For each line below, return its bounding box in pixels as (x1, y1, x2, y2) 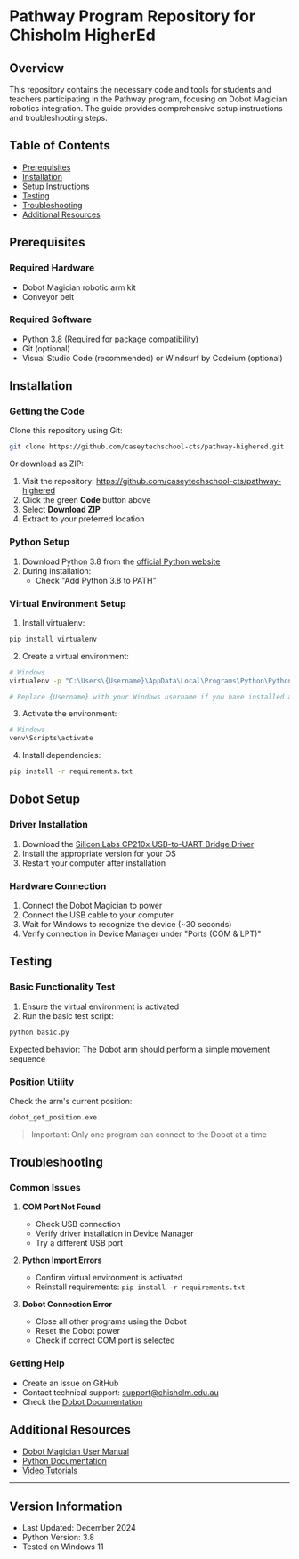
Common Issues (9, 1182, 82, 1194)
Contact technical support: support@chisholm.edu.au (21, 1386, 220, 1398)
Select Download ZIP (21, 505, 101, 515)
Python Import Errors (21, 1255, 102, 1265)
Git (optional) (21, 343, 71, 353)
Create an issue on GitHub (21, 1377, 119, 1388)
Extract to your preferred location (21, 513, 145, 524)
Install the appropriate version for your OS (21, 848, 176, 859)
